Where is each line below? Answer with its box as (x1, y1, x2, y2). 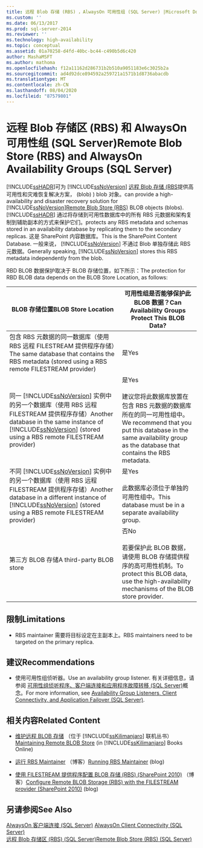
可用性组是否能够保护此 (124, 289, 192, 297)
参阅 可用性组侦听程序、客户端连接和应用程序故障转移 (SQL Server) (14, 682, 183, 689)
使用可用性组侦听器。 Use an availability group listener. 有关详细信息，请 (14, 675, 195, 682)
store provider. (121, 592, 164, 600)
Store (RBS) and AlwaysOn (6, 149, 143, 163)
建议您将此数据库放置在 (121, 392, 189, 401)
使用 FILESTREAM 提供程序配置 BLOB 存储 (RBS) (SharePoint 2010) (14, 771, 182, 778)
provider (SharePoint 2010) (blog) (14, 785, 98, 792)
